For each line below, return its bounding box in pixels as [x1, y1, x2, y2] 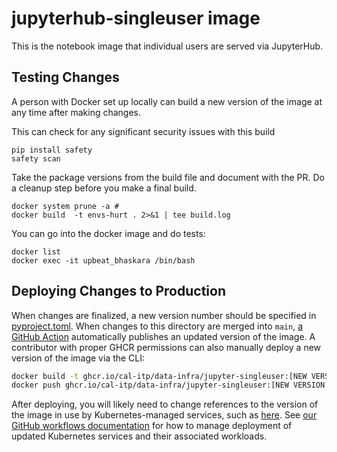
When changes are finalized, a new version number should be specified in [11, 309, 317, 321]
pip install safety [11, 145, 93, 155]
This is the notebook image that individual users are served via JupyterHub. [11, 40, 324, 52]
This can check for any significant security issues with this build [11, 125, 276, 137]
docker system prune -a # [11, 201, 119, 211]
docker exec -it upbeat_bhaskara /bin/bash [11, 255, 196, 266]
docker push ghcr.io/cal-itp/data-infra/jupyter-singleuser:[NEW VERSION [11, 380, 326, 391]
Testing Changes [11, 69, 120, 86]
